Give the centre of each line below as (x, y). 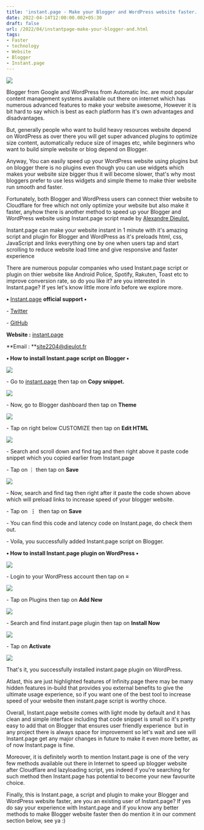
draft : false (23, 23)
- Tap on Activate (29, 646)
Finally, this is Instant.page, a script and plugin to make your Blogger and (97, 795)
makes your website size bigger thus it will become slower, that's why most (101, 174)
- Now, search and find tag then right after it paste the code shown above (98, 493)
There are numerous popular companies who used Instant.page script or (97, 268)
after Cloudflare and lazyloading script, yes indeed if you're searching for (98, 770)
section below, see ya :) (36, 820)
